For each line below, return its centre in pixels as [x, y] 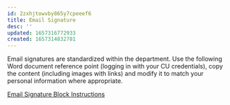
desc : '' [20, 26]
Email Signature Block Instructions [56, 95]
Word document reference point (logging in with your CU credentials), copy [115, 66]
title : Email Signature [42, 20]
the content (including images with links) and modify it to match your [105, 74]
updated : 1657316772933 [42, 33]
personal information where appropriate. [65, 81]
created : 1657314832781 [42, 39]
